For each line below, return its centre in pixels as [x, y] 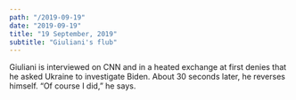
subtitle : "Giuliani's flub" [63, 42]
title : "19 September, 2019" [63, 34]
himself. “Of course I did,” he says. [73, 86]
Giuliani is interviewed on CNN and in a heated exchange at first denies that [148, 67]
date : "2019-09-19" [45, 26]
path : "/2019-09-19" [48, 17]
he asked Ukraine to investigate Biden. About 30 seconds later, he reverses [147, 77]
